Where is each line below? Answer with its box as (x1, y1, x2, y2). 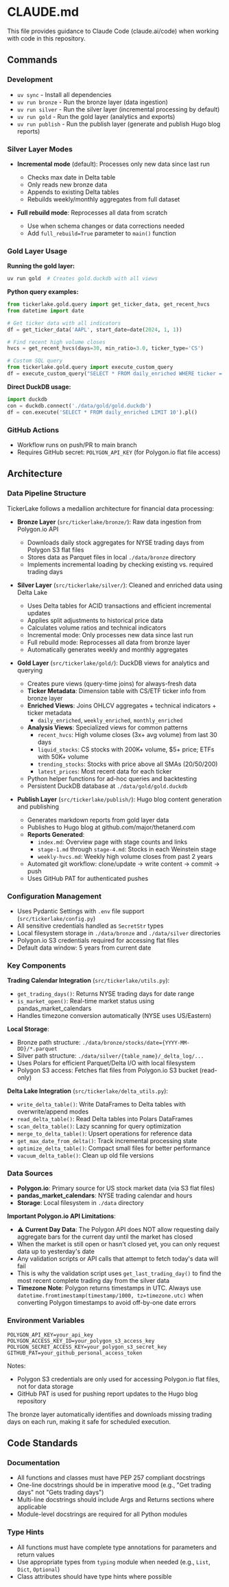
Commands (7, 54, 58, 66)
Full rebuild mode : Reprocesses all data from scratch (16, 208, 168, 217)
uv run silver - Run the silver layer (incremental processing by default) (16, 105, 220, 114)
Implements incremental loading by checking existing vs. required (27, 560, 214, 568)
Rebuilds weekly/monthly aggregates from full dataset (27, 195, 180, 203)
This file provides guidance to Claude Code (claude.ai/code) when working (7, 27, 219, 35)
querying (16, 665, 43, 674)
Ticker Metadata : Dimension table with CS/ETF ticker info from (27, 686, 206, 695)
